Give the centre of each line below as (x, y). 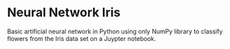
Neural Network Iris (64, 13)
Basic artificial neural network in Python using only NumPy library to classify (115, 31)
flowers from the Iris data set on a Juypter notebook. (82, 38)
